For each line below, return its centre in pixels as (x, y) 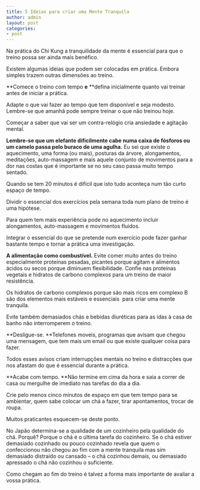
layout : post (22, 23)
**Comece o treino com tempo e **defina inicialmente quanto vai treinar (96, 87)
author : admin (24, 17)
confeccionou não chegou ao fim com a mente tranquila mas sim (86, 450)
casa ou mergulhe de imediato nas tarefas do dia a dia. (74, 384)
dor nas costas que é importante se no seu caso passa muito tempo (90, 166)
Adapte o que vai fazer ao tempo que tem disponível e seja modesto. (91, 105)
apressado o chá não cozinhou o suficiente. (60, 463)
